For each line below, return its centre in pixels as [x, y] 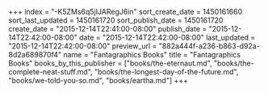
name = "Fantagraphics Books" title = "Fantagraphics [152, 55]
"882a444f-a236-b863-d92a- [209, 46]
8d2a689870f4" [35, 55]
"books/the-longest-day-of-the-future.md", [166, 72]
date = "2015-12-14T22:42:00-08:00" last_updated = [167, 37]
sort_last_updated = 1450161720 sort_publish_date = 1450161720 [116, 20]
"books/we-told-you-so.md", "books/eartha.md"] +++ [98, 80]
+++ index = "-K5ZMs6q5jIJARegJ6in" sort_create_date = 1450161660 [126, 12]
